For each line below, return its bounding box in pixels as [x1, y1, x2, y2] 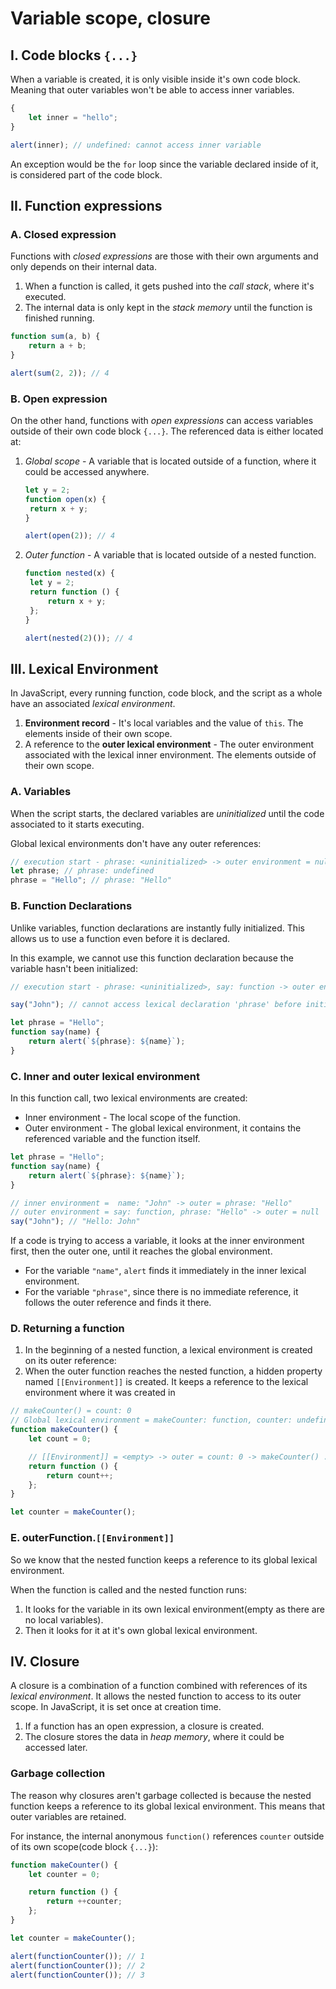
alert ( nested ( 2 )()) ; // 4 [24, 633, 133, 643]
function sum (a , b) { [10, 332, 101, 342]
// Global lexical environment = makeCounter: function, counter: [10, 1415, 293, 1426]
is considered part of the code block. [10, 168, 163, 181]
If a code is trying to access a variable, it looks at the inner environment [10, 1235, 305, 1247]
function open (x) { [24, 494, 107, 504]
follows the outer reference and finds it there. [24, 1297, 212, 1309]
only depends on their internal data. [10, 261, 157, 273]
